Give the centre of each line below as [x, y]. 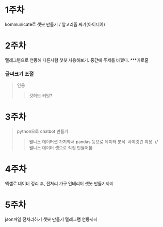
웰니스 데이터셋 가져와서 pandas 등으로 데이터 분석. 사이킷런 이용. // [93, 142]
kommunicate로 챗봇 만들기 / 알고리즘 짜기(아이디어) [55, 24]
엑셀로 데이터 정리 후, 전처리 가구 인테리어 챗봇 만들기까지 [59, 184]
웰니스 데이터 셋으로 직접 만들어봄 [61, 148]
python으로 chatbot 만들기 [43, 131]
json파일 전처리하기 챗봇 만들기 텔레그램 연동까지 [51, 219]
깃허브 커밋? [41, 96]
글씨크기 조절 [19, 74]
